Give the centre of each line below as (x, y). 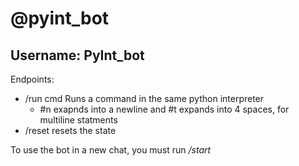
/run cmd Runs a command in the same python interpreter (144, 98)
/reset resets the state (70, 130)
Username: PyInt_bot (77, 55)
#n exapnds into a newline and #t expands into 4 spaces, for (164, 109)
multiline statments (78, 120)
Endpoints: (32, 79)
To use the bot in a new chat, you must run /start (111, 150)
